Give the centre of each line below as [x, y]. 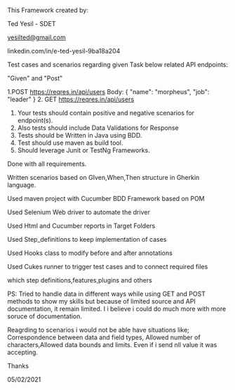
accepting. [23, 352]
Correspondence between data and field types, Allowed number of [104, 337]
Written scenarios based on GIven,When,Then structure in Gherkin [103, 177]
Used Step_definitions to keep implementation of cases [87, 239]
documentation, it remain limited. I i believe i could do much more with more [117, 309]
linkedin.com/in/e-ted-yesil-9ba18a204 [64, 51]
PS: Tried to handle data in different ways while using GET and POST [106, 294]
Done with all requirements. [47, 164]
